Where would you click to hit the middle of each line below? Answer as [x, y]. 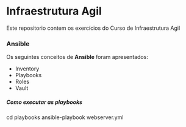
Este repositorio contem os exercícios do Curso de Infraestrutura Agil [93, 28]
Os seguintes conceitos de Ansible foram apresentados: [77, 57]
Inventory [27, 69]
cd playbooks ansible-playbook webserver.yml [65, 117]
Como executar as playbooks [45, 102]
